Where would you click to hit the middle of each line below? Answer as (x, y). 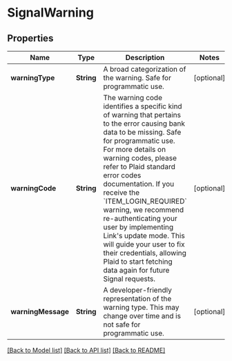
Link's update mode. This (144, 236)
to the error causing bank (144, 124)
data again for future (136, 270)
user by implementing (138, 227)
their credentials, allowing (145, 253)
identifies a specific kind (143, 106)
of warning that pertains (142, 115)
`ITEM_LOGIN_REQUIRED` (145, 201)
